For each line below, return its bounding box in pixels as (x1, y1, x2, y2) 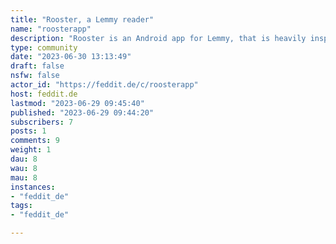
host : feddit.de (10, 89, 78, 99)
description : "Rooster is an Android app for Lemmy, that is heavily (10, 33, 307, 43)
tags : (10, 201, 33, 211)
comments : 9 (10, 136, 60, 146)
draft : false (10, 61, 65, 71)
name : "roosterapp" (10, 24, 92, 34)
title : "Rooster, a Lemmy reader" (10, 14, 155, 25)
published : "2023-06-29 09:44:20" (10, 107, 155, 118)
